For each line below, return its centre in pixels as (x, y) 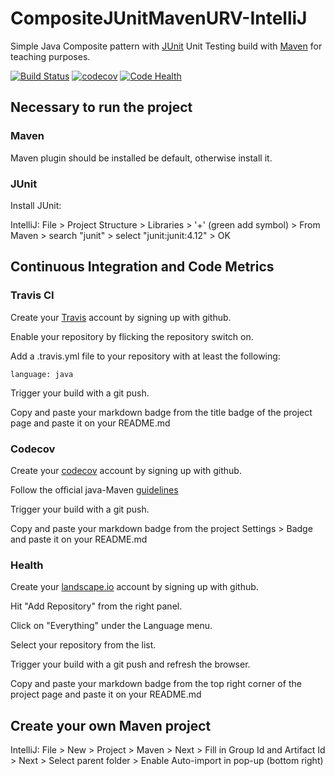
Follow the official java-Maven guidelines (94, 489)
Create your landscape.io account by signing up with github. (134, 587)
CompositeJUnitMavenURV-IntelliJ (159, 18)
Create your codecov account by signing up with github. (126, 470)
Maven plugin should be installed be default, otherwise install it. (141, 158)
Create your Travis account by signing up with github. (121, 317)
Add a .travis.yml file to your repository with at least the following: (145, 356)
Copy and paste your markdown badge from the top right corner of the (156, 684)
